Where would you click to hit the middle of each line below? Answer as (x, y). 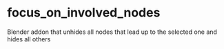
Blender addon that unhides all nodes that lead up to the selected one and (112, 32)
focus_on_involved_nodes (84, 13)
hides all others (29, 39)
